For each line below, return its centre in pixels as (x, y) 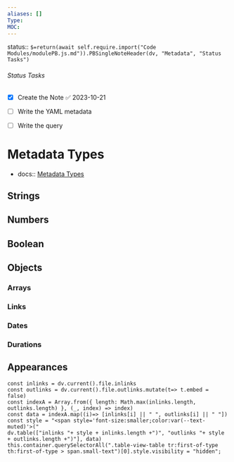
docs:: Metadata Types (51, 174)
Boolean (26, 244)
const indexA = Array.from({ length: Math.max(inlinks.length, (102, 402)
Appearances (38, 367)
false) (17, 396)
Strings (24, 196)
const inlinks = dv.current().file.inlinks (72, 383)
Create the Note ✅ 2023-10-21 (61, 97)
